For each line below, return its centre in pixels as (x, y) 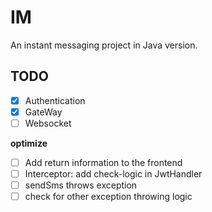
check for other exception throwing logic (108, 197)
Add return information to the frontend (103, 162)
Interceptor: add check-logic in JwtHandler (113, 174)
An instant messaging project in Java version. (104, 45)
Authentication (55, 100)
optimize (29, 143)
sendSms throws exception (81, 185)
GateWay (43, 112)
